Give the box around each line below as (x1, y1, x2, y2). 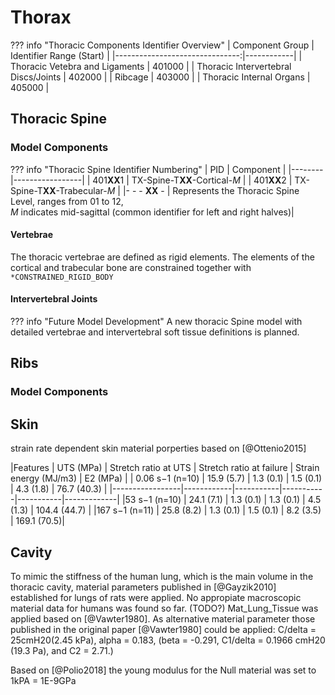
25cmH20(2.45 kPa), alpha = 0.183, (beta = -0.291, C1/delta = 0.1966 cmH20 (10, 634, 326, 646)
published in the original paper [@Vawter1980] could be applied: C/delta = (10, 623, 317, 635)
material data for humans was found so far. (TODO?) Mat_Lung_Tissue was (10, 602, 319, 614)
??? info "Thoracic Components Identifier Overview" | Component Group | (10, 39, 315, 51)
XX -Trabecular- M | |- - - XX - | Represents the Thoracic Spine (42, 184, 300, 196)
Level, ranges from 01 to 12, (10, 195, 124, 207)
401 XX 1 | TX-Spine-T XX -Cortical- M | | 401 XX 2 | (92, 174, 293, 186)
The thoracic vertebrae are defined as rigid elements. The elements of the (10, 251, 315, 263)
